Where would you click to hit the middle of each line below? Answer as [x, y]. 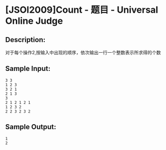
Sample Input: [28, 69]
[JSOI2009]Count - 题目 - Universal [82, 10]
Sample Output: [31, 127]
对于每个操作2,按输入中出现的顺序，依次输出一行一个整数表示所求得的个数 [83, 52]
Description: [25, 40]
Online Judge [34, 21]
